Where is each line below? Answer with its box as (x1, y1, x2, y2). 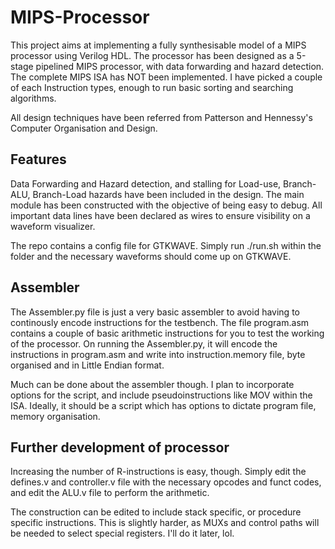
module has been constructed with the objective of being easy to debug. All (10, 199, 323, 211)
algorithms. (10, 92, 57, 104)
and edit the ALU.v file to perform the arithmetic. (10, 487, 210, 499)
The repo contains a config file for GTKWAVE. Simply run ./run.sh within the (10, 239, 322, 251)
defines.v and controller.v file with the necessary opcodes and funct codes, (10, 476, 322, 488)
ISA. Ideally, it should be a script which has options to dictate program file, (10, 399, 317, 411)
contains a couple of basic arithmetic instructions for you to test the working (10, 327, 325, 339)
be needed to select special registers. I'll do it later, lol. (10, 527, 235, 540)
